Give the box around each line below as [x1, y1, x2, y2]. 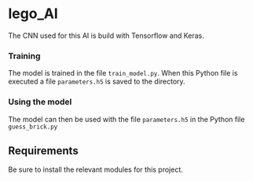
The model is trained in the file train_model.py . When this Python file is [8, 69, 238, 78]
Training [8, 50, 41, 61]
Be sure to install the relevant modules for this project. [8, 165, 183, 174]
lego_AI [8, 5, 59, 23]
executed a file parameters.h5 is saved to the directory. [8, 76, 186, 87]
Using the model [8, 96, 72, 107]
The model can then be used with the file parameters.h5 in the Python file [8, 114, 245, 124]
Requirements [8, 143, 79, 158]
